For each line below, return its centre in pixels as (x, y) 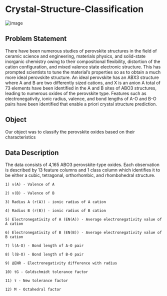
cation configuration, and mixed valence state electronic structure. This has (83, 66)
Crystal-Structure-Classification (74, 9)
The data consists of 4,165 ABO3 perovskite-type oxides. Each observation (82, 165)
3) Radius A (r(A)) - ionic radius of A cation (56, 202)
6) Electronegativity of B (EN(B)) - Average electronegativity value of (84, 233)
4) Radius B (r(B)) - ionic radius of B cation (56, 211)
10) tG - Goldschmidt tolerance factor (47, 272)
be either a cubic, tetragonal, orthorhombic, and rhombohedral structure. (80, 175)
